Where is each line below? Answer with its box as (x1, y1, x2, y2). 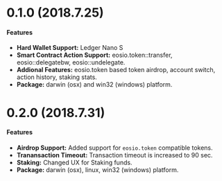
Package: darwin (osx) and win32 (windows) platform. (16, 80, 173, 89)
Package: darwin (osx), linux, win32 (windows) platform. (16, 165, 179, 174)
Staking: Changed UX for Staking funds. (16, 158, 133, 166)
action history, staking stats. (16, 73, 98, 81)
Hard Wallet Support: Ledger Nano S (16, 44, 123, 52)
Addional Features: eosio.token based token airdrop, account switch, (16, 66, 216, 74)
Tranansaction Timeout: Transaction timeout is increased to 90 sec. (16, 150, 213, 159)
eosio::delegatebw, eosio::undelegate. (16, 58, 126, 67)
